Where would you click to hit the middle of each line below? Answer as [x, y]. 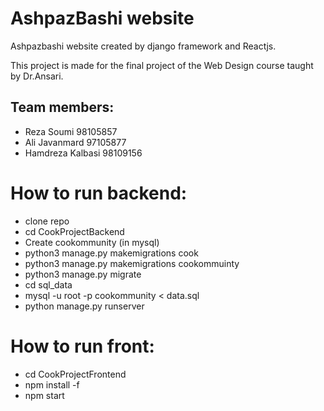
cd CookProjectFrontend [75, 374]
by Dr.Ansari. [37, 76]
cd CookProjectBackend [74, 231]
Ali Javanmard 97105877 [75, 142]
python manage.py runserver [84, 306]
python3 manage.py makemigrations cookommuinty [132, 263]
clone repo [47, 221]
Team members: [62, 107]
